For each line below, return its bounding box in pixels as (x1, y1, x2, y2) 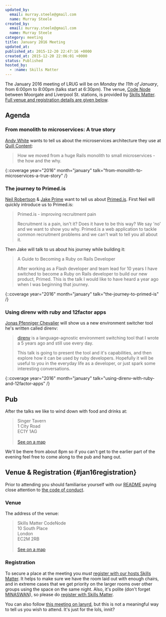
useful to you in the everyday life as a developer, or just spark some (17, 360, 156, 366)
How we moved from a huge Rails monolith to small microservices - (17, 152, 155, 158)
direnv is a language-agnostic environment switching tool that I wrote (17, 335, 159, 341)
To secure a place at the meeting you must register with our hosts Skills (5, 570, 151, 576)
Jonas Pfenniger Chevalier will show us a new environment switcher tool (5, 320, 153, 326)
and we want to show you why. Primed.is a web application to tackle (17, 226, 157, 232)
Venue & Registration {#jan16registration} (5, 468, 137, 477)
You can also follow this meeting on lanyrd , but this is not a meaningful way (5, 601, 159, 607)
